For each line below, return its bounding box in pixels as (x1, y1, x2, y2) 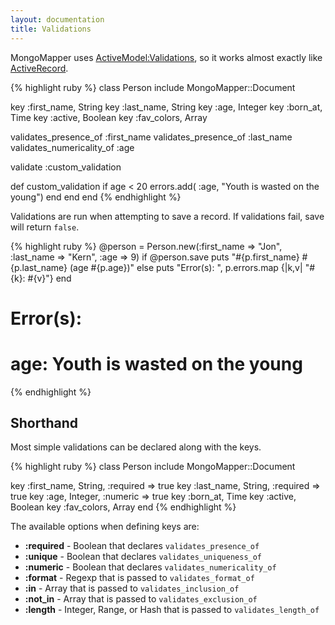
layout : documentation (10, 14, 105, 25)
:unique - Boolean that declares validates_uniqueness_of (24, 551, 263, 563)
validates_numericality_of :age (10, 141, 135, 153)
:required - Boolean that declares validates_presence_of (24, 540, 260, 552)
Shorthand (10, 415, 78, 432)
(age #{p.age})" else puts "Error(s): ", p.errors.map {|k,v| (69, 261, 303, 273)
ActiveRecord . (10, 62, 69, 74)
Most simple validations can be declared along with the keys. (10, 441, 262, 453)
